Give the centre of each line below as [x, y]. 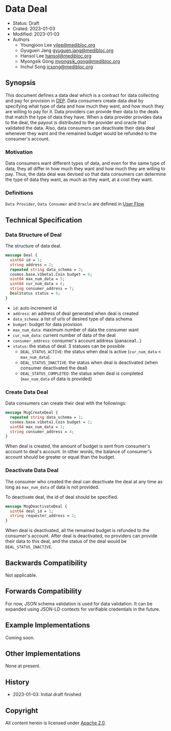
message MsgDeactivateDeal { [36, 506]
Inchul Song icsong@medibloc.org [57, 67]
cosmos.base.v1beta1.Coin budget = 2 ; [51, 422]
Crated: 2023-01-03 [34, 28]
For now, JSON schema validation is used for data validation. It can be [79, 603]
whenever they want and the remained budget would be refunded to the [81, 133]
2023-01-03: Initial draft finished [47, 695]
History [17, 682]
